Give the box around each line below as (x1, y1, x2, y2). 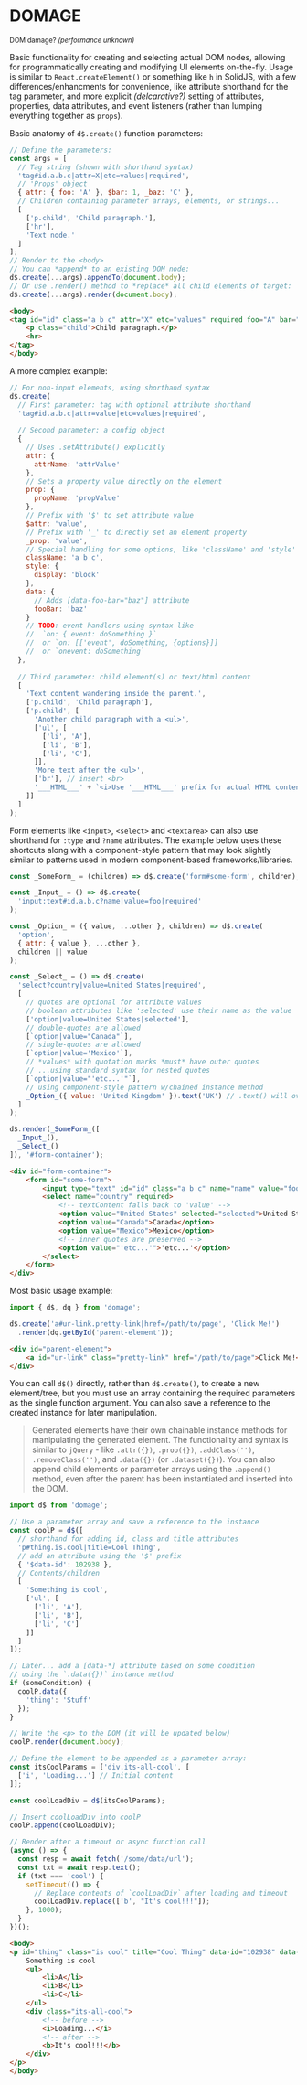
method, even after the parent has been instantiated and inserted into (31, 1473, 294, 1484)
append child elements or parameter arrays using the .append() (31, 1464, 271, 1475)
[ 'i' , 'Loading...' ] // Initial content (17, 1770, 174, 1780)
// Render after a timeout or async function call (9, 1837, 206, 1847)
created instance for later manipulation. (9, 1407, 158, 1418)
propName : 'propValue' (33, 494, 121, 503)
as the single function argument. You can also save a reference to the (9, 1397, 271, 1408)
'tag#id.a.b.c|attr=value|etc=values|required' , (17, 409, 206, 418)
